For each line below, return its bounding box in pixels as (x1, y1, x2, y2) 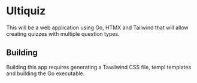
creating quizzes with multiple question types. (6, 30, 120, 37)
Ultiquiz (6, 4, 46, 18)
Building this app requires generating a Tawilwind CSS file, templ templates (6, 63, 192, 70)
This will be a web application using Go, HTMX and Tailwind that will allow (6, 24, 189, 31)
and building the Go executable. (6, 70, 85, 77)
